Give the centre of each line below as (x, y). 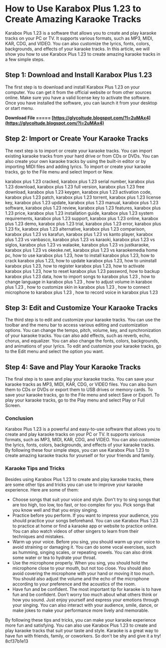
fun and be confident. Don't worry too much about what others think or (85, 594)
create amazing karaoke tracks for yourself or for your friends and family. (80, 456)
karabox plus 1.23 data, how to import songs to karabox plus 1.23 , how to (80, 276)
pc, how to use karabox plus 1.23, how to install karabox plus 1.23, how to (80, 255)
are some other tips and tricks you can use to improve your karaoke (74, 485)
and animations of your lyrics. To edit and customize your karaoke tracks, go (83, 346)
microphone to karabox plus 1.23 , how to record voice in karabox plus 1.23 (82, 292)
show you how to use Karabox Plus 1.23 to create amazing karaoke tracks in (83, 54)
